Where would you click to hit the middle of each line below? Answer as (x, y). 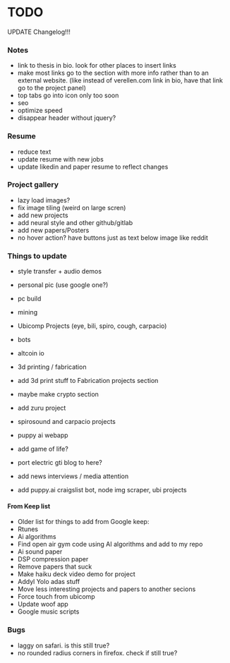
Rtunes (28, 529)
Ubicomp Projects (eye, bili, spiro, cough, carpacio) (92, 326)
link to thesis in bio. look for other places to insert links (97, 66)
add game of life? (43, 449)
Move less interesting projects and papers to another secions (107, 589)
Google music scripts (48, 612)
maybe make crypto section (58, 394)
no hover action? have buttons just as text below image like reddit (113, 238)
